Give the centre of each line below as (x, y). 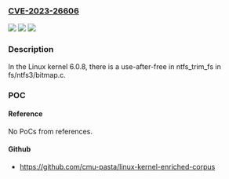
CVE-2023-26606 (44, 11)
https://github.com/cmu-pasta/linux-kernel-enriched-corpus (117, 166)
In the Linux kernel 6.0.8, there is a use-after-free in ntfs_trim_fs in (114, 66)
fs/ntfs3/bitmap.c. (37, 75)
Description (31, 49)
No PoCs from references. (50, 131)
